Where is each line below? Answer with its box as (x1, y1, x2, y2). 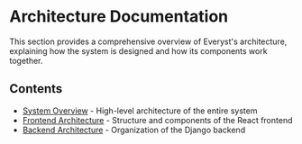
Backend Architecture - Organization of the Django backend (22, 124, 246, 135)
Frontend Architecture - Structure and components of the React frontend (22, 114, 293, 125)
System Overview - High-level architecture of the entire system (22, 105, 258, 116)
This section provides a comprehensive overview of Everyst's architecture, (9, 36, 288, 47)
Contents (9, 81, 63, 96)
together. (9, 55, 43, 66)
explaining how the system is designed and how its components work (9, 45, 268, 56)
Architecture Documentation (9, 6, 229, 27)
